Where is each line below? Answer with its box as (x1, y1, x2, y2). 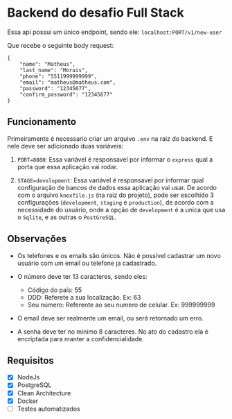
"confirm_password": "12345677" (19, 91, 113, 98)
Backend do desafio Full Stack (7, 5, 185, 21)
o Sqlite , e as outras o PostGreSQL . (17, 213, 117, 221)
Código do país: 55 (27, 286, 82, 294)
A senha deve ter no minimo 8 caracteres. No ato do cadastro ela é (17, 327, 209, 336)
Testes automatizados (17, 404, 81, 413)
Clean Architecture (17, 388, 71, 397)
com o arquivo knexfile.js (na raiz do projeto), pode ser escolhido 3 (17, 191, 215, 199)
